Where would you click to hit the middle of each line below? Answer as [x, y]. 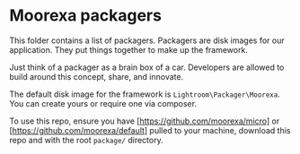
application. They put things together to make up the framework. [129, 49]
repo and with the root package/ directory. [86, 140]
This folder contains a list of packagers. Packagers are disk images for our [147, 40]
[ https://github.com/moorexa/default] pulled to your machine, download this [150, 130]
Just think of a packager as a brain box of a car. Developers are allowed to [147, 67]
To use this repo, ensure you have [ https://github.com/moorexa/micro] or [145, 121]
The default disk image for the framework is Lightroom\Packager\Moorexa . [145, 94]
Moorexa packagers [85, 16]
